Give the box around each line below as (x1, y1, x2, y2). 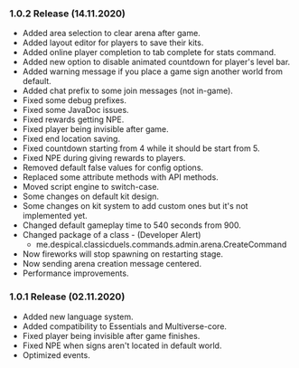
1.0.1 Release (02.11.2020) (9, 290, 126, 303)
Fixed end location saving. (22, 134, 120, 145)
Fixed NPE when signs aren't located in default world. (22, 340, 222, 351)
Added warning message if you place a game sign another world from (22, 66, 283, 77)
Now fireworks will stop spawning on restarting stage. (22, 249, 224, 259)
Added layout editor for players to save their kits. (22, 37, 204, 48)
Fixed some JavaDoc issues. (22, 105, 129, 116)
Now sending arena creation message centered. (22, 259, 201, 269)
